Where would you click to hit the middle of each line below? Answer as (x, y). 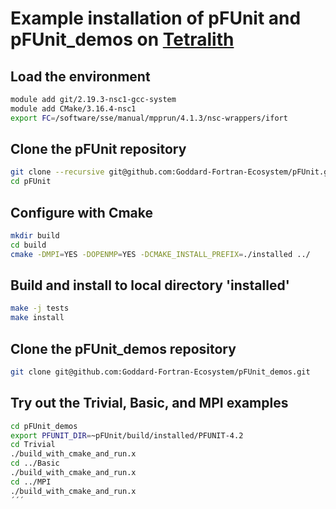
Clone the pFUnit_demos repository (123, 348)
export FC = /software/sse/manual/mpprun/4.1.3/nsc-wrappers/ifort (149, 118)
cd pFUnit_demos (44, 426)
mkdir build (35, 236)
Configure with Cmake (82, 212)
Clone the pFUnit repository (98, 149)
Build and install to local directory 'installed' (150, 285)
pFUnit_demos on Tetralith (122, 39)
